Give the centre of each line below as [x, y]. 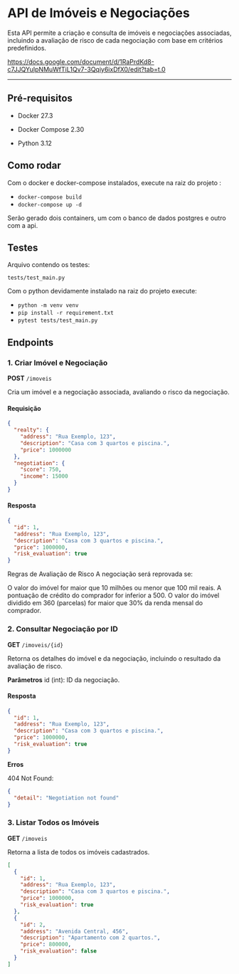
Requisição [24, 408]
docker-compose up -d [49, 204]
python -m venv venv [48, 305]
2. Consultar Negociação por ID [63, 629]
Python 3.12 [34, 143]
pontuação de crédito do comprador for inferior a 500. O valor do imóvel [113, 595]
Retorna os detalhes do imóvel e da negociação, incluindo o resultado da [114, 658]
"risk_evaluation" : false [59, 951]
